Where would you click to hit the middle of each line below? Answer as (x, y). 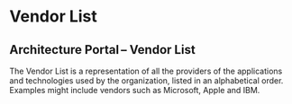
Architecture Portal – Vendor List (102, 50)
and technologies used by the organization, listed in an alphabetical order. (146, 81)
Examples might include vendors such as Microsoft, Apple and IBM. (135, 90)
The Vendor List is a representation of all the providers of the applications (146, 71)
